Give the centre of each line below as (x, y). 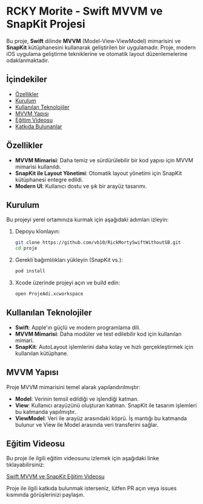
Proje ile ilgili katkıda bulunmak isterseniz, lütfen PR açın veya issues (92, 488)
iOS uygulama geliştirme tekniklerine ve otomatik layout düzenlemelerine (97, 54)
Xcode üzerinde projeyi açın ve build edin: (67, 283)
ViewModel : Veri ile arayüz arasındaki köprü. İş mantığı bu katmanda (101, 418)
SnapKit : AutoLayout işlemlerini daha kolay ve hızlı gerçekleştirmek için (104, 347)
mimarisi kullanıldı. (38, 167)
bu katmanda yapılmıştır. (45, 412)
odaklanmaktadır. (28, 60)
